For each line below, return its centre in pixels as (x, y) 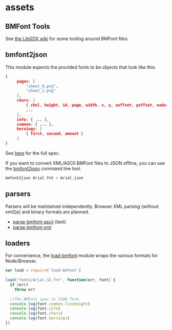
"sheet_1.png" (41, 91)
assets (20, 7)
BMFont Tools (28, 26)
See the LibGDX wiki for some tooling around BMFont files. (67, 38)
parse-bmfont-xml (32, 227)
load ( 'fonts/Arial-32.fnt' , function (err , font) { (60, 280)
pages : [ (26, 81)
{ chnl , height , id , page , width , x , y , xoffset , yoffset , (90, 105)
